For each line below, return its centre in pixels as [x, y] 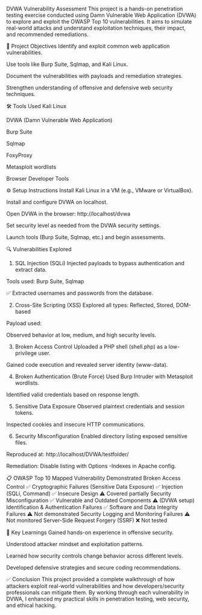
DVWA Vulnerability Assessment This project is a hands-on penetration [95, 9]
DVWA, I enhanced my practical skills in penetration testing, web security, [98, 599]
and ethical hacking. [31, 605]
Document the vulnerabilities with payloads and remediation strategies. [94, 76]
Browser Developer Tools [38, 179]
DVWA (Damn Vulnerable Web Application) [59, 120]
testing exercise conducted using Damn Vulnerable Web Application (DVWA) [101, 15]
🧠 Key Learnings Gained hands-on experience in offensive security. [90, 532]
